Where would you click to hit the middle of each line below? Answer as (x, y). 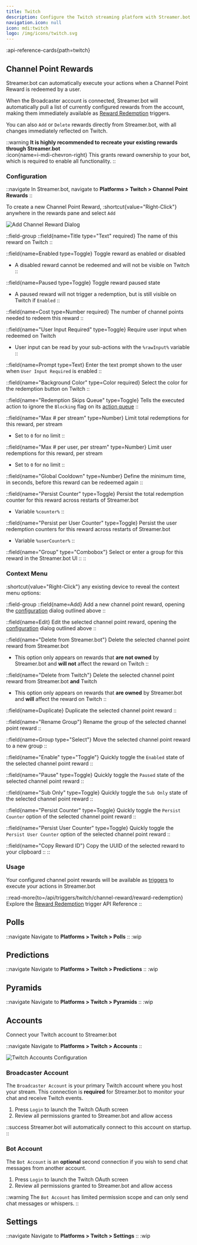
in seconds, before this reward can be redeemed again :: (75, 482)
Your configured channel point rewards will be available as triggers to (90, 880)
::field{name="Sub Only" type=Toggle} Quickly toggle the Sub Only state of (97, 792)
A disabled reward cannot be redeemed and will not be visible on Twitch (102, 265)
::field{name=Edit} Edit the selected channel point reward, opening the (91, 622)
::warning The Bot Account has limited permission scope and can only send (97, 1197)
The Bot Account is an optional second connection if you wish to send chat (97, 1161)
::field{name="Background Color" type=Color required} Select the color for (97, 383)
